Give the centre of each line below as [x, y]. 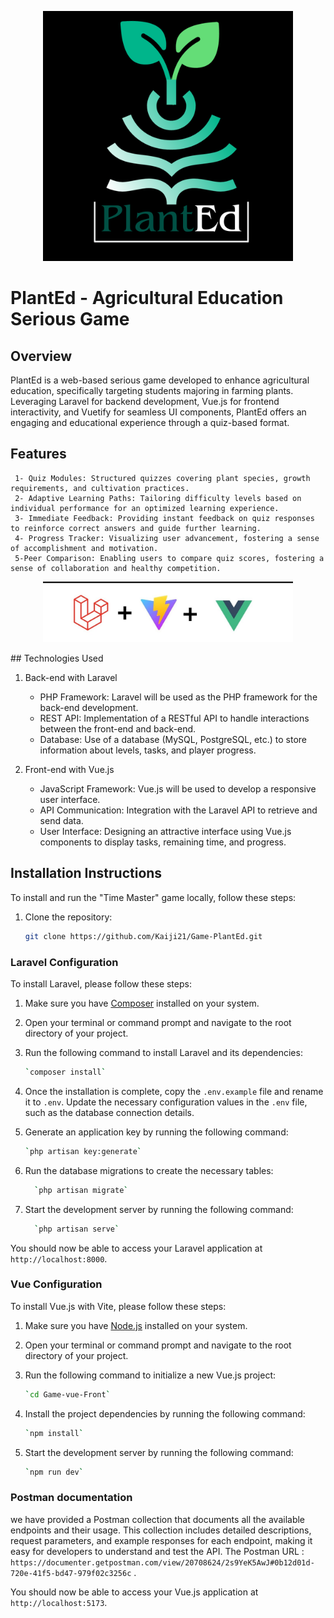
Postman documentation [71, 1498]
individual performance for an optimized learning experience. [145, 508]
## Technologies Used [57, 658]
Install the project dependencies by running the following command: [165, 1413]
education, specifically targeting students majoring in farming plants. [152, 390]
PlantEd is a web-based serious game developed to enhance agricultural [160, 380]
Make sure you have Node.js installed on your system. [136, 1325]
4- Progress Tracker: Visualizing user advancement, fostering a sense [167, 538]
